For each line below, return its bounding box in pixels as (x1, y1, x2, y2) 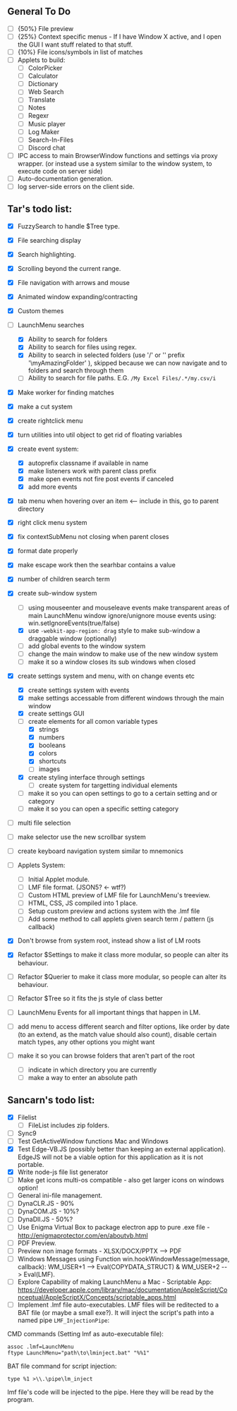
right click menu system (17, 519, 87, 527)
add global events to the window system (28, 641, 146, 650)
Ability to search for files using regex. (28, 343, 138, 351)
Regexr (28, 111, 49, 120)
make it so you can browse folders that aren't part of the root (17, 1051, 195, 1060)
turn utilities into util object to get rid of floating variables (17, 430, 183, 439)
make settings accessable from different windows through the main (28, 694, 224, 702)
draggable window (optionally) (28, 634, 117, 643)
